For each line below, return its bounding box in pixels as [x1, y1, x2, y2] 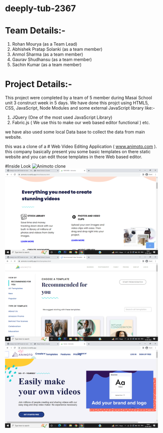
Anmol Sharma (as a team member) [12, 51, 83, 57]
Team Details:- [5, 25, 65, 36]
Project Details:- [5, 79, 72, 90]
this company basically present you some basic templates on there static [5, 149, 151, 155]
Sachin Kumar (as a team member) [12, 62, 81, 68]
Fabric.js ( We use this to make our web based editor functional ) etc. [12, 120, 150, 126]
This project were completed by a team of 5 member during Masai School [5, 95, 152, 101]
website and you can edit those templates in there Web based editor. [5, 154, 142, 160]
